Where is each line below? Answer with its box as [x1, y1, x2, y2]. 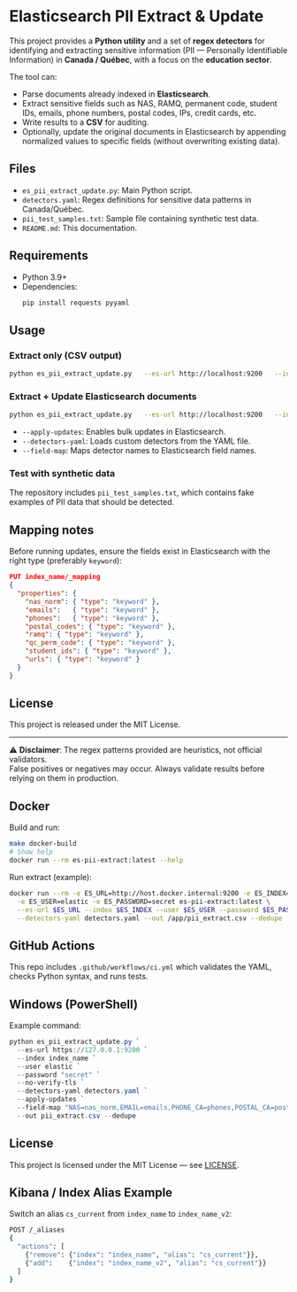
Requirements [9, 248, 88, 263]
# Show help [9, 847, 53, 856]
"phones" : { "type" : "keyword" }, [25, 614, 161, 623]
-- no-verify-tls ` [17, 1079, 86, 1087]
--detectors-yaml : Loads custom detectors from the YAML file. [21, 436, 251, 446]
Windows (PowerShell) [9, 996, 139, 1011]
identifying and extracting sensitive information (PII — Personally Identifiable [9, 44, 288, 55]
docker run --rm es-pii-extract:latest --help [9, 856, 184, 865]
